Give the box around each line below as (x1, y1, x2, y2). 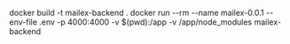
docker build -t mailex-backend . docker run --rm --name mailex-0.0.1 (9, 8, 264, 18)
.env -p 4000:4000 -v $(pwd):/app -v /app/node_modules (39, 17, 253, 27)
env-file (9, 17, 38, 27)
